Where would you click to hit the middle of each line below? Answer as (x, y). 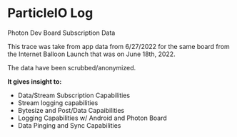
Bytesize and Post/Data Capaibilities (71, 110)
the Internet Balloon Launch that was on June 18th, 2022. (92, 54)
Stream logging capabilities (58, 103)
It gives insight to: (35, 81)
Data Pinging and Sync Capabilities (69, 125)
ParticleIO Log (50, 13)
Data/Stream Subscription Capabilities (74, 95)
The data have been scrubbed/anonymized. (72, 67)
